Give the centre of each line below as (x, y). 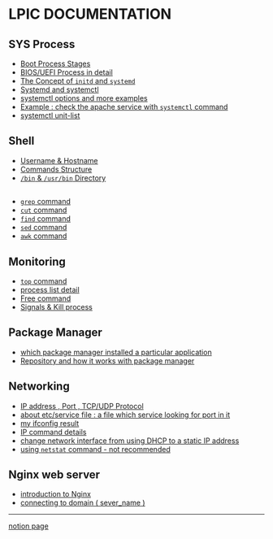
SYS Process (42, 44)
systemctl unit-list (50, 115)
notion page (28, 526)
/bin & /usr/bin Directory (63, 178)
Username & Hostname (59, 160)
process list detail (50, 290)
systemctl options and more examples (84, 98)
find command (45, 219)
